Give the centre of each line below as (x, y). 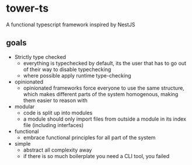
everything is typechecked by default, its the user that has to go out (105, 63)
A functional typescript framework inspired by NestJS (71, 24)
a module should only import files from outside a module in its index (105, 119)
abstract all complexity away (57, 150)
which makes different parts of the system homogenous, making (101, 94)
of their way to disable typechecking (67, 69)
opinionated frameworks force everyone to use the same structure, (104, 88)
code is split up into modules (58, 113)
